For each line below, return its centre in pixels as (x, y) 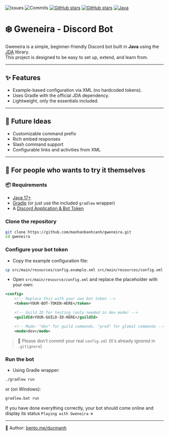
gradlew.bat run (22, 398)
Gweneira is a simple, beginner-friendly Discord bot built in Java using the (82, 46)
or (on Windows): (23, 389)
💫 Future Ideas (28, 121)
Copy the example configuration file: (50, 260)
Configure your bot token (37, 250)
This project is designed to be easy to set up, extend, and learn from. (77, 57)
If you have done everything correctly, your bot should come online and (79, 408)
